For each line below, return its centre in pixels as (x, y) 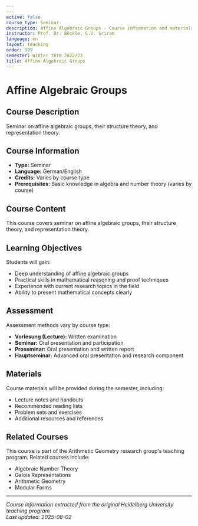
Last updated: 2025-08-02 (39, 517)
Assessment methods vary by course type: (58, 325)
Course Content (36, 209)
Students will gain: (29, 262)
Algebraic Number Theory (46, 469)
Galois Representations (43, 475)
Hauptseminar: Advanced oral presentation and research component (99, 355)
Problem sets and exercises (48, 412)
